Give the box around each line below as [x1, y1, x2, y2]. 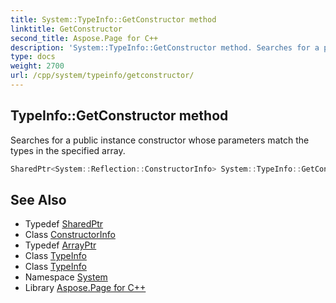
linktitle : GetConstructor [10, 24, 123, 34]
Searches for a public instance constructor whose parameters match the [10, 134, 310, 146]
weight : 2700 [10, 61, 65, 71]
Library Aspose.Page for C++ [24, 282, 147, 294]
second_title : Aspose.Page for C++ [10, 33, 159, 43]
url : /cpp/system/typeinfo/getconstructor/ [10, 71, 195, 81]
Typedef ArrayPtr [24, 239, 97, 251]
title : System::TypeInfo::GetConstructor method [10, 14, 217, 25]
